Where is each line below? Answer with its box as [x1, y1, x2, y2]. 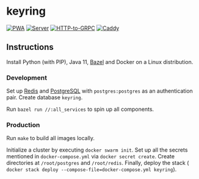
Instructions [6, 42, 54, 52]
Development [6, 73, 48, 82]
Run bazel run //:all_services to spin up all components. [6, 105, 154, 113]
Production [6, 121, 40, 129]
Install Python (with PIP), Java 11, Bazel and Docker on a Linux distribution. [6, 58, 194, 65]
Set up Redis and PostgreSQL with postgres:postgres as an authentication [6, 87, 194, 95]
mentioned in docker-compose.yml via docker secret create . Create [6, 153, 175, 160]
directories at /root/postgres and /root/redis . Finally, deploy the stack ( [6, 160, 189, 167]
